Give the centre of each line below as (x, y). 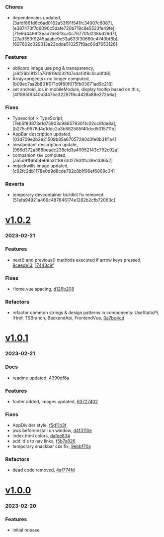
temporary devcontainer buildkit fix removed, (59, 195)
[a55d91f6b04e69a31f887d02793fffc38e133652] (62, 160)
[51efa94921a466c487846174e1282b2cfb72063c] (64, 200)
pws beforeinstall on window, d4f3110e (52, 430)
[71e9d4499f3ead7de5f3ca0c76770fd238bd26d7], (65, 34)
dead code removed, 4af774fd (43, 470)
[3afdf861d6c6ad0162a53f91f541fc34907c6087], (63, 23)
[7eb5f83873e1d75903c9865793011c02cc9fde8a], (64, 123)
